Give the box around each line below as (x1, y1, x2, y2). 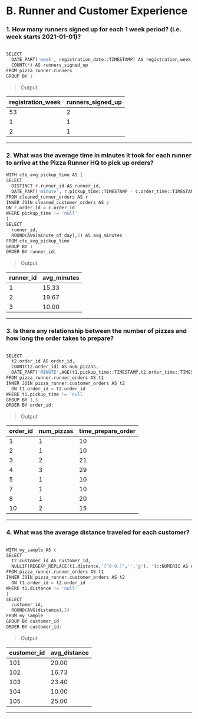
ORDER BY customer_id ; (6, 624, 62, 630)
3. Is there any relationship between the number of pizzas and (6, 327, 187, 335)
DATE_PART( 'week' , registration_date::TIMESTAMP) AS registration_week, (11, 57, 194, 63)
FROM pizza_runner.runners (6, 68, 72, 74)
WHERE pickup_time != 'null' (6, 210, 78, 216)
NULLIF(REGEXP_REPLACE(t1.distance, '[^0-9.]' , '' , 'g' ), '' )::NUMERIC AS (11, 563, 189, 569)
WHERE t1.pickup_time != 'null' (6, 391, 85, 397)
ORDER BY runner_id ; (6, 249, 57, 255)
